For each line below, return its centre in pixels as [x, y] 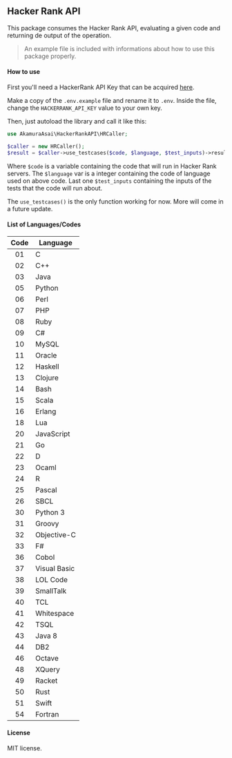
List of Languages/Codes [44, 224]
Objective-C [56, 534]
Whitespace [55, 613]
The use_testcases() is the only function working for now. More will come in [115, 201]
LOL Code [51, 579]
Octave [47, 658]
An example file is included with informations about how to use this [119, 48]
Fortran [47, 714]
